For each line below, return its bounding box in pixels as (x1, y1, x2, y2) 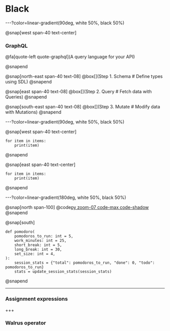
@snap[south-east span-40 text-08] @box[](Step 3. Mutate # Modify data (5, 104, 160, 110)
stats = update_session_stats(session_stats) (14, 269, 112, 274)
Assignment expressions (5, 296, 68, 303)
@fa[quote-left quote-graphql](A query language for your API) (5, 54, 135, 60)
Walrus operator (5, 319, 47, 326)
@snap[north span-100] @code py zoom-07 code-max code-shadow (5, 204, 149, 211)
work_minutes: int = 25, (14, 238, 67, 243)
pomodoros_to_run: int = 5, (14, 234, 73, 239)
